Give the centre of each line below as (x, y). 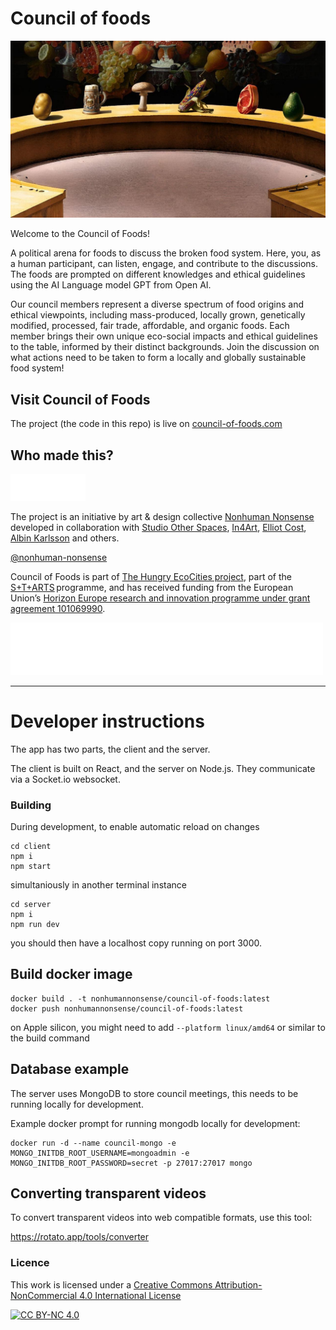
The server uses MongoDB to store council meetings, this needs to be (154, 1093)
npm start (31, 866)
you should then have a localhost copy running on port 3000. (136, 943)
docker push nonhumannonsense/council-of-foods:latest (127, 1008)
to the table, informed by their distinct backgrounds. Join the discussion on (165, 347)
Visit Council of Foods (80, 399)
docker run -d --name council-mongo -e (93, 1143)
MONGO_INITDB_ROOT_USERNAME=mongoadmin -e (100, 1153)
